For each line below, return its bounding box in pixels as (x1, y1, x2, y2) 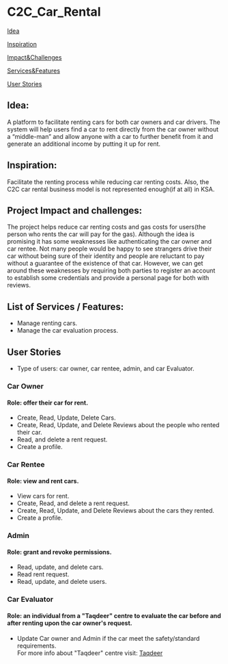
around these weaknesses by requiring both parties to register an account (7, 266, 216, 274)
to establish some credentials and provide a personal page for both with (7, 274, 210, 282)
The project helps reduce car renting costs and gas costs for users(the (7, 223, 206, 231)
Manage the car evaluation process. (16, 327, 118, 335)
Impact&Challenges (7, 53, 62, 62)
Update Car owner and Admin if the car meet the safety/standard (16, 634, 200, 642)
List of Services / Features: (7, 301, 124, 312)
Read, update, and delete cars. (16, 563, 104, 572)
